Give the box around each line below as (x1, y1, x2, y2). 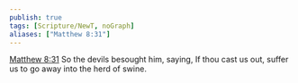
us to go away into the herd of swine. (9, 63, 147, 74)
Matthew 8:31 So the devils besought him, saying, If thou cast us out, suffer (9, 54, 289, 65)
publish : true (9, 12, 63, 22)
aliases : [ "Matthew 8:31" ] (9, 29, 111, 38)
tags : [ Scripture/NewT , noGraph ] (9, 21, 135, 30)
